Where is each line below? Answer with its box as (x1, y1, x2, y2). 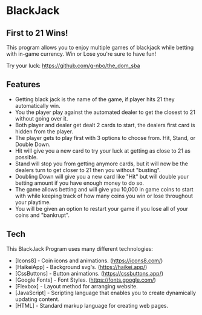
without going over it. (15, 114, 68, 122)
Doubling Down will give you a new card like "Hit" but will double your (15, 173, 189, 180)
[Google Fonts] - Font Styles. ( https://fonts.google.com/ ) (15, 276, 156, 283)
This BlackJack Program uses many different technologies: (6, 245, 153, 252)
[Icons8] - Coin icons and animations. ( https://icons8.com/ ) (15, 257, 163, 264)
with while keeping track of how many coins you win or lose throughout (15, 192, 194, 199)
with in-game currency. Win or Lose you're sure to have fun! (6, 50, 157, 58)
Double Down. (15, 141, 51, 148)
